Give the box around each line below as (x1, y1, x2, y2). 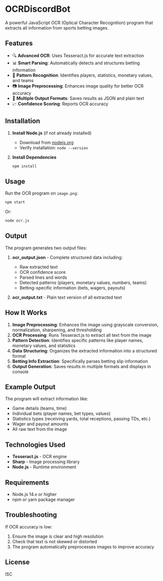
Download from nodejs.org (19, 139, 74, 145)
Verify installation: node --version (19, 145, 88, 150)
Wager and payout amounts (12, 421, 69, 427)
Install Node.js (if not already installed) (12, 130, 92, 136)
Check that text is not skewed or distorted (12, 538, 97, 544)
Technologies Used (5, 440, 65, 449)
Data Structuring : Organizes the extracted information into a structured (12, 348, 157, 353)
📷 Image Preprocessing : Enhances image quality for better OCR (12, 83, 144, 89)
